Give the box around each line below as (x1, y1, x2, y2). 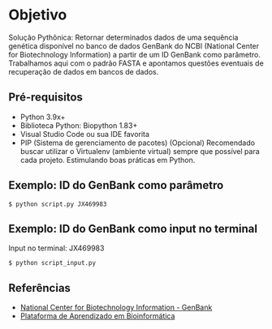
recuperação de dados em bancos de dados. (8, 66, 159, 76)
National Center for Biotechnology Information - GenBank (19, 302, 213, 313)
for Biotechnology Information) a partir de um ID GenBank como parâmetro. (8, 49, 261, 59)
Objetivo (8, 6, 67, 24)
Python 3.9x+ (19, 112, 66, 122)
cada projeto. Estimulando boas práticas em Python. (19, 155, 196, 164)
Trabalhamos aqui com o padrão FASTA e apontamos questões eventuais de (8, 58, 264, 68)
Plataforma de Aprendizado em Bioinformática (19, 311, 175, 321)
